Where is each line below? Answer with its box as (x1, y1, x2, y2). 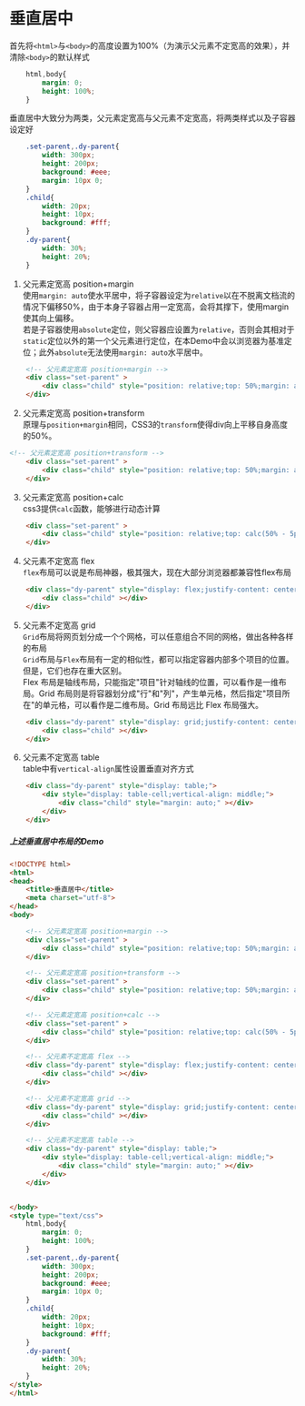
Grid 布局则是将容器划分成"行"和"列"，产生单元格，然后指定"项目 (38, 688, 283, 699)
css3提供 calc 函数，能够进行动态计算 (22, 502, 161, 514)
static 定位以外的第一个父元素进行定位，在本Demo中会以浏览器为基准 (22, 335, 284, 346)
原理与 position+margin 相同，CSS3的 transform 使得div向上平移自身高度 (22, 420, 289, 430)
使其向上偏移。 (22, 312, 79, 323)
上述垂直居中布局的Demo (9, 836, 104, 847)
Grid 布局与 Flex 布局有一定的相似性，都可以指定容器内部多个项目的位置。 (22, 653, 295, 664)
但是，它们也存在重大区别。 (22, 665, 127, 676)
